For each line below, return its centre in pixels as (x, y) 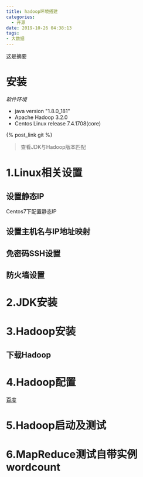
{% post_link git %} (29, 135)
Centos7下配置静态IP (31, 211)
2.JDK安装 (32, 303)
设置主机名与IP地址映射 (48, 232)
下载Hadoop (29, 355)
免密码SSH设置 (33, 253)
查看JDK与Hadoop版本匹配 (53, 146)
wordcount (33, 467)
